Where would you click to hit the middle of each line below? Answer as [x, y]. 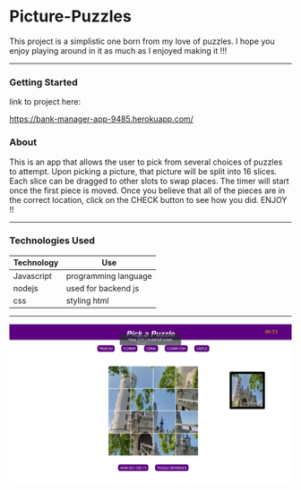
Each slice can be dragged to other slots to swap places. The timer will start [149, 181]
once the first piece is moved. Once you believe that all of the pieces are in [147, 190]
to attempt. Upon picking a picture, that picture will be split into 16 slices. [143, 171]
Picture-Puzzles [70, 17]
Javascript [32, 275]
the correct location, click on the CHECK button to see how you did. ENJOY [148, 199]
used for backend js [103, 288]
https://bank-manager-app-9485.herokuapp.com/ [102, 119]
